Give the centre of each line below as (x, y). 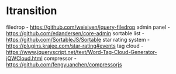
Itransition (32, 11)
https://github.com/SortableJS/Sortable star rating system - (78, 39)
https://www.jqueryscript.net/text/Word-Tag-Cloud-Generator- (82, 52)
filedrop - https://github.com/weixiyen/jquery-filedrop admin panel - (88, 27)
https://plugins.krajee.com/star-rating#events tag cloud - (75, 46)
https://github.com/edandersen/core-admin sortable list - (75, 33)
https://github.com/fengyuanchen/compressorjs (64, 64)
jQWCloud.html (24, 58)
